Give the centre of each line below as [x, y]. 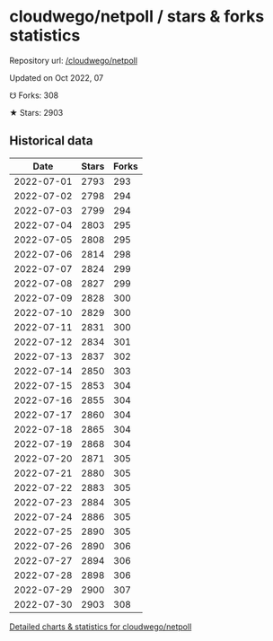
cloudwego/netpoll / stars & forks [137, 17]
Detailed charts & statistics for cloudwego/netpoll [101, 627]
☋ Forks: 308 [34, 95]
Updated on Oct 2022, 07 [57, 77]
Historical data [51, 141]
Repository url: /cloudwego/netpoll [73, 60]
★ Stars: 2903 [36, 112]
